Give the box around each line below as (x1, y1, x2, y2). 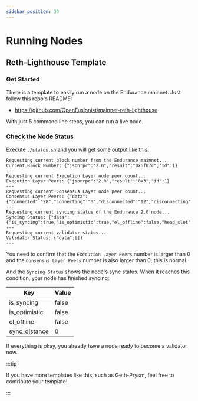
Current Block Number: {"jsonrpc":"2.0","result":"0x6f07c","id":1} (6, 162, 178, 168)
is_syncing (9, 298, 38, 307)
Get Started (6, 75, 40, 83)
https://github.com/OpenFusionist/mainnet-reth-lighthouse (14, 106, 158, 113)
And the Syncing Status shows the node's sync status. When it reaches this (6, 268, 190, 275)
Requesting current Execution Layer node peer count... (6, 172, 146, 179)
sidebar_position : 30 (6, 8, 60, 15)
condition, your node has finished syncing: (6, 274, 110, 281)
